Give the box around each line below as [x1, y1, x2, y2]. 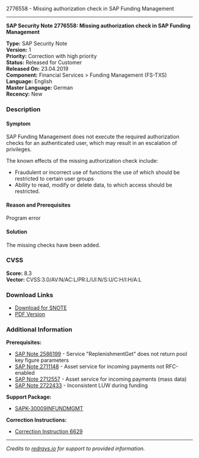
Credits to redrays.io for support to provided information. [6, 445, 145, 452]
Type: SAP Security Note [6, 40, 68, 47]
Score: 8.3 [6, 270, 32, 277]
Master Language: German [6, 84, 73, 91]
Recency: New [6, 90, 43, 97]
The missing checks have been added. [6, 241, 101, 248]
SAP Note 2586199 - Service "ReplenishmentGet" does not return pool [14, 350, 188, 358]
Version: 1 [6, 46, 31, 53]
